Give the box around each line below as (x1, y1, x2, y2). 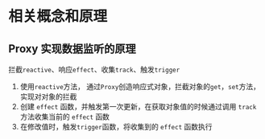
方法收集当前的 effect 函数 (19, 112, 110, 121)
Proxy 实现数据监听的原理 (8, 42, 136, 55)
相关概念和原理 (8, 7, 108, 26)
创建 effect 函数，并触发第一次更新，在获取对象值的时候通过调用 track (19, 102, 257, 111)
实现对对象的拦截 (19, 92, 77, 101)
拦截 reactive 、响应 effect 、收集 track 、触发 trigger (8, 65, 180, 74)
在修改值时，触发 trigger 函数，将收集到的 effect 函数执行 (19, 122, 213, 131)
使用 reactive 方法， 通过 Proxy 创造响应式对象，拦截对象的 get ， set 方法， (19, 82, 260, 91)
